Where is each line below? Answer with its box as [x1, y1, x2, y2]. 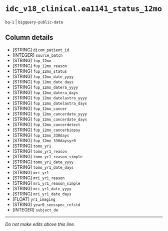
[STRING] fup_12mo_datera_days [12, 89, 78, 95]
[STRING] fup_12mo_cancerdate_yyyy [12, 110, 87, 117]
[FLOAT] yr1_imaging [12, 196, 56, 202]
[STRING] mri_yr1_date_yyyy [12, 185, 71, 191]
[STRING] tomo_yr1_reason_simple [12, 153, 83, 159]
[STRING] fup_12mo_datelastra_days [12, 100, 87, 106]
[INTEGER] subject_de [12, 206, 58, 212]
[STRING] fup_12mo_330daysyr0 [12, 137, 76, 143]
